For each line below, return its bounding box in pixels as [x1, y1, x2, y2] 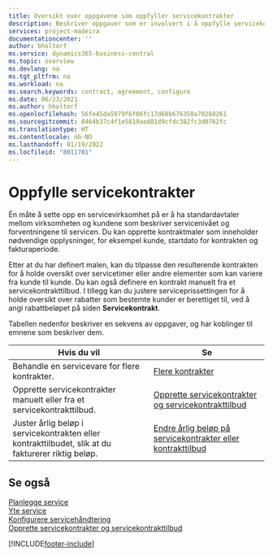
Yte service [8, 506, 47, 516]
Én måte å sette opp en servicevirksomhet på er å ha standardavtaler [8, 210, 240, 219]
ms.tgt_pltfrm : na [8, 72, 71, 80]
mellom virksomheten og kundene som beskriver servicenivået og [8, 219, 230, 228]
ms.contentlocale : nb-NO [8, 132, 93, 141]
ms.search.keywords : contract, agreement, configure [8, 87, 191, 96]
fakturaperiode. [8, 245, 61, 254]
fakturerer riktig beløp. [12, 448, 98, 459]
